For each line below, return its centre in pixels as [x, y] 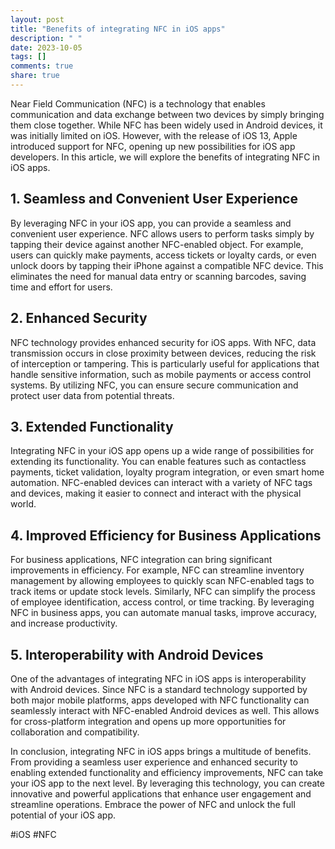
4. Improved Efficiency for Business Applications [166, 535]
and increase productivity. [64, 623]
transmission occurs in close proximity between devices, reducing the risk [163, 353]
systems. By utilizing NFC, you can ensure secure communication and [154, 385]
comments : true [42, 66]
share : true [35, 76]
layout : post [37, 19]
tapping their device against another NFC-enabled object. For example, [157, 244]
